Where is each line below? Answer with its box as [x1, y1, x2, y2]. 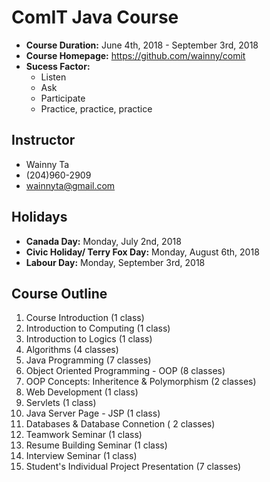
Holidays [11, 209, 68, 226]
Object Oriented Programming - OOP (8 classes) [25, 365, 226, 377]
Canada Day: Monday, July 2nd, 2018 [25, 235, 182, 247]
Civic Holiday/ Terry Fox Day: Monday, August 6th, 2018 [25, 246, 260, 258]
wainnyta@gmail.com [25, 179, 116, 191]
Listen [40, 71, 67, 83]
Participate [40, 92, 86, 104]
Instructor [11, 132, 76, 149]
